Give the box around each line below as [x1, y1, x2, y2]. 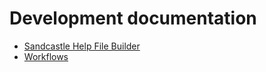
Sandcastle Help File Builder [23, 40, 141, 52]
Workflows [23, 50, 69, 62]
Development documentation [9, 7, 257, 30]
